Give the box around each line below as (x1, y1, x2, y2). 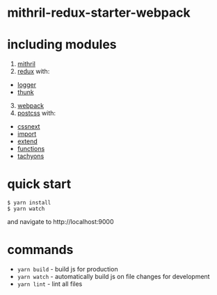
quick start (7, 176, 72, 192)
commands (7, 242, 74, 258)
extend (17, 137, 38, 145)
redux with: (17, 67, 50, 76)
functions (17, 145, 45, 153)
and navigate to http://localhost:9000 (7, 218, 114, 226)
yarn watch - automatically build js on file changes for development (17, 273, 210, 280)
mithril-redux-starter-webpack (7, 5, 191, 21)
